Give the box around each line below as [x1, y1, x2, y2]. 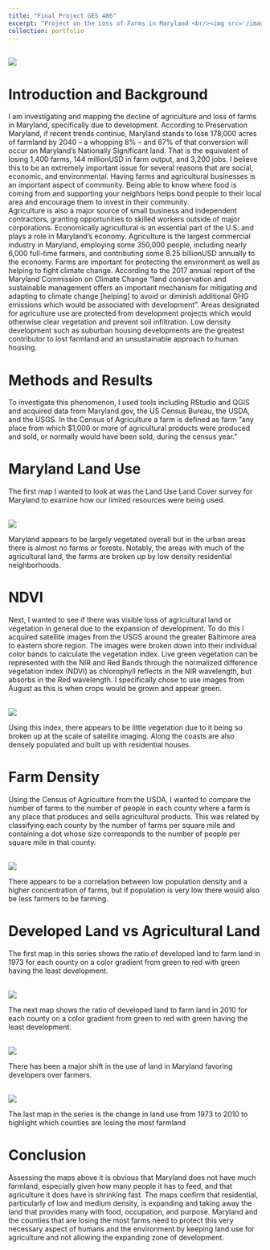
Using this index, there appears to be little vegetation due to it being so [8, 722, 243, 733]
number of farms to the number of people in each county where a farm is [8, 803, 251, 813]
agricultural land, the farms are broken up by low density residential [8, 552, 232, 561]
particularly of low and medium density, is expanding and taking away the [8, 1198, 252, 1208]
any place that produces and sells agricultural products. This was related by [8, 812, 260, 822]
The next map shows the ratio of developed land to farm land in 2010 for [8, 1005, 247, 1015]
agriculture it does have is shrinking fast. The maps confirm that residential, [8, 1190, 259, 1199]
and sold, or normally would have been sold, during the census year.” [8, 432, 238, 441]
